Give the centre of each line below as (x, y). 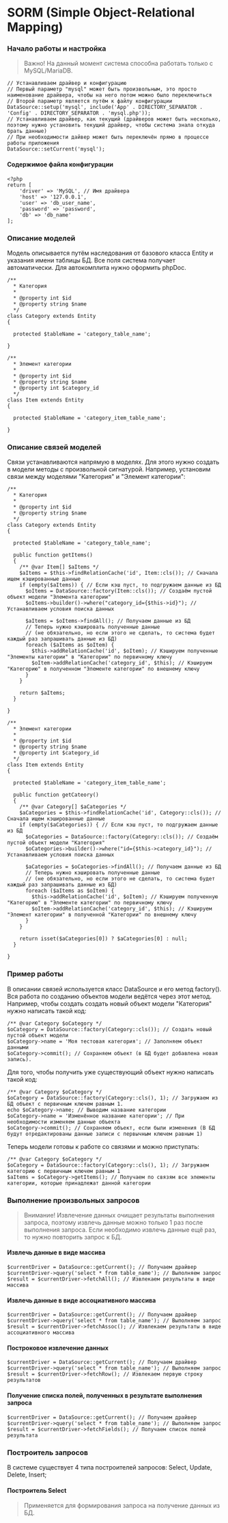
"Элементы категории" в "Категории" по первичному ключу (90, 657)
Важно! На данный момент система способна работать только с (118, 64)
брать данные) (27, 132)
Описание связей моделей (54, 447)
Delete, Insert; (27, 1474)
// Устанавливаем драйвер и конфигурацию (67, 84)
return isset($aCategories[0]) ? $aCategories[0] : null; (103, 939)
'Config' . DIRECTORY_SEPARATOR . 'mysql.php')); (79, 113)
